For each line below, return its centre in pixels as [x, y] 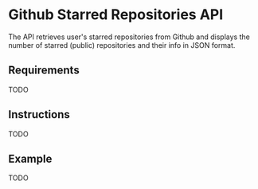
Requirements [44, 71]
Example [30, 158]
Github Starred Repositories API [116, 15]
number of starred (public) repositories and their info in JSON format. [122, 45]
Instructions [39, 114]
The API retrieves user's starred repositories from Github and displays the [129, 37]
